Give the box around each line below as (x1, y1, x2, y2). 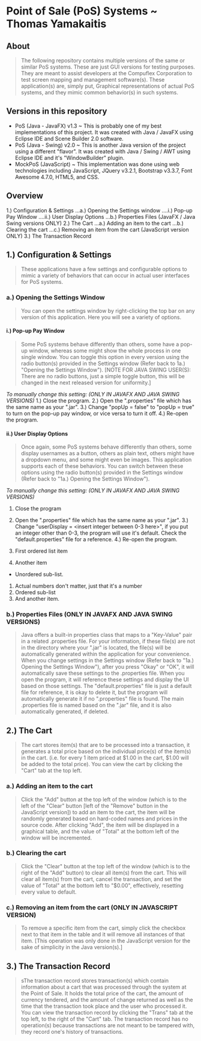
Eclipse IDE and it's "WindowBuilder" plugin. (14, 154, 125, 161)
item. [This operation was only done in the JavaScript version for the (20, 937, 191, 945)
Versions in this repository (6, 106, 107, 117)
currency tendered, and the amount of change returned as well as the (20, 996, 193, 1003)
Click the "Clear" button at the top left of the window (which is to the (20, 862, 191, 870)
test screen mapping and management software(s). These (20, 76, 165, 83)
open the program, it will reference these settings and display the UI (20, 676, 189, 683)
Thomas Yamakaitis (6, 17, 107, 31)
